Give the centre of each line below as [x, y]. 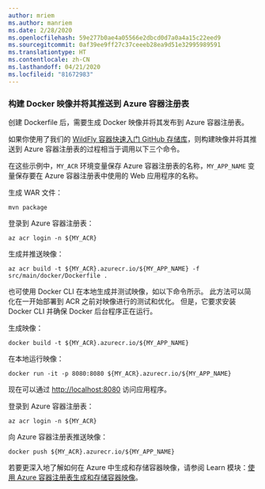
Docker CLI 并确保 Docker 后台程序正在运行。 [83, 311]
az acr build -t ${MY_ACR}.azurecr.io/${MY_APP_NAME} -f [104, 269]
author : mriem [32, 15]
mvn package [28, 207]
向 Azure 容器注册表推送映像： [58, 437]
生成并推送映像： [36, 253]
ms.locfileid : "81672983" [51, 74]
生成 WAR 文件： [36, 192]
